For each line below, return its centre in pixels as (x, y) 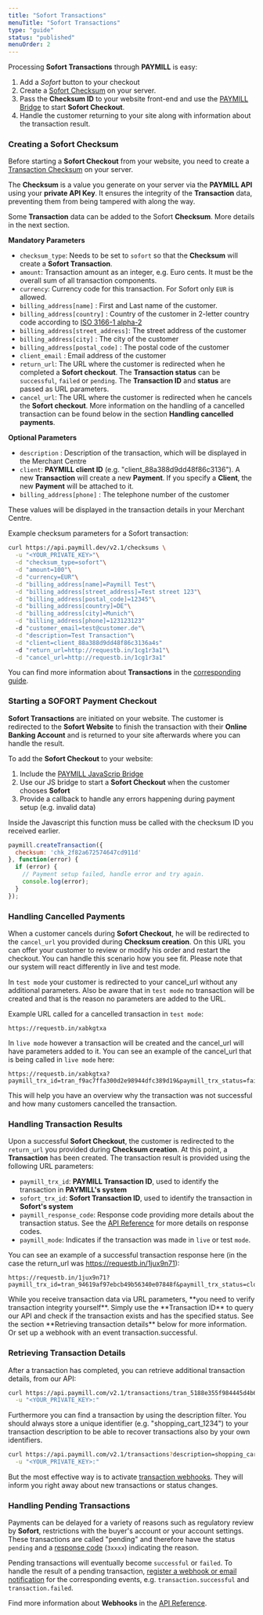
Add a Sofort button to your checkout (79, 82)
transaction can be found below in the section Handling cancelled (126, 414)
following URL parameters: (51, 1166)
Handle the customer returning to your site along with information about (135, 115)
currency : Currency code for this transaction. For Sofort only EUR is (126, 289)
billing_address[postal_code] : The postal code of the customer (124, 347)
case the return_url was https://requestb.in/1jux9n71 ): (94, 1263)
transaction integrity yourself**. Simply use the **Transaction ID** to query (131, 1308)
